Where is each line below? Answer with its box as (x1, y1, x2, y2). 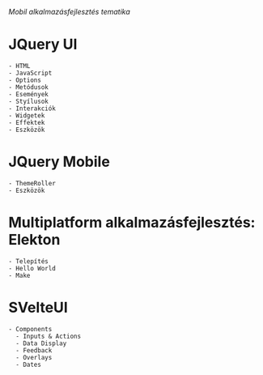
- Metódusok (8, 83, 49, 92)
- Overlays (15, 353, 53, 361)
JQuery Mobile (8, 153, 111, 171)
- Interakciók (8, 104, 57, 113)
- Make (8, 271, 31, 279)
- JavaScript (8, 69, 53, 77)
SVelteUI (8, 299, 69, 317)
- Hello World (8, 264, 57, 272)
